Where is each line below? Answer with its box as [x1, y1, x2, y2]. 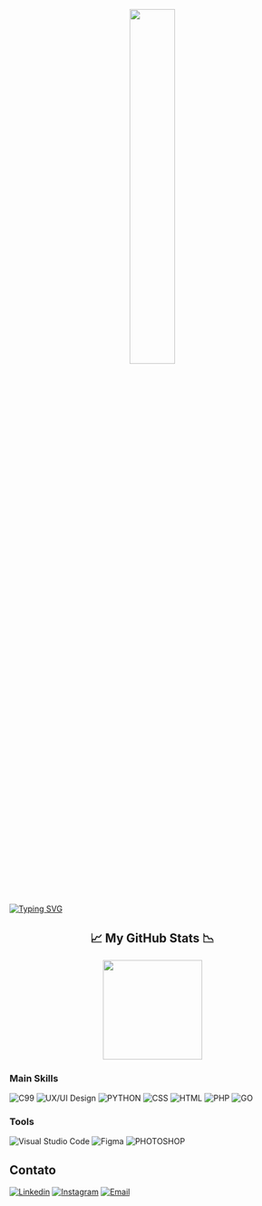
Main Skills [9, 1071, 59, 1084]
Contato [9, 1162, 56, 1178]
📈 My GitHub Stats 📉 [90, 930, 215, 946]
